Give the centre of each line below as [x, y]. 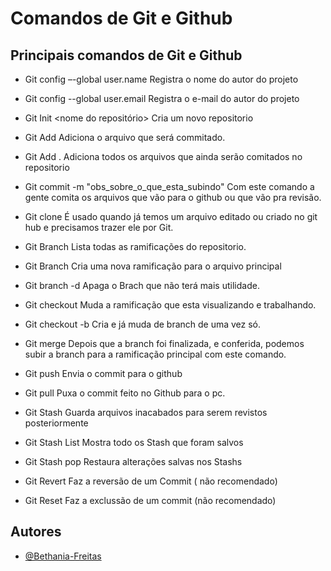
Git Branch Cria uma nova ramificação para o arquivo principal [153, 266]
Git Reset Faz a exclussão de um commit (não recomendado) [150, 500]
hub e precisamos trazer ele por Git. [99, 227]
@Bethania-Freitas [63, 556]
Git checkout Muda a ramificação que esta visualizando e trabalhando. [170, 305]
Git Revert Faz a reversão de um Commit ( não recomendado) [151, 481]
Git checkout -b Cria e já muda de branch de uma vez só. [143, 324]
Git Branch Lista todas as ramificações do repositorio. [135, 246]
